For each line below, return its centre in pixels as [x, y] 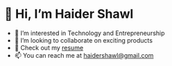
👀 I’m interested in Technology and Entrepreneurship [89, 33]
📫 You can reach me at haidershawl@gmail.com [84, 55]
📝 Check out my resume [49, 47]
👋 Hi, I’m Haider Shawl [69, 14]
